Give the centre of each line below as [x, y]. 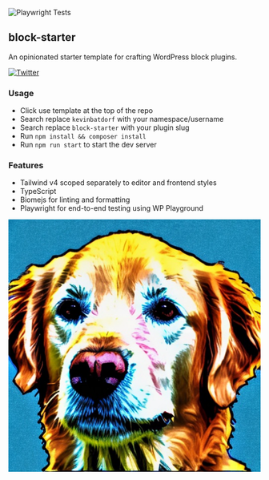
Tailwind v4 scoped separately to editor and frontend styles [118, 183]
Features [26, 166]
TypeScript [38, 192]
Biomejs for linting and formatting [75, 200]
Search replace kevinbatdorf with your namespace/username [122, 119]
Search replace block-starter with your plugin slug [104, 127]
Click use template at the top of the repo [86, 111]
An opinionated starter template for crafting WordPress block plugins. [123, 57]
